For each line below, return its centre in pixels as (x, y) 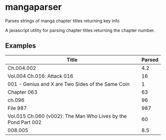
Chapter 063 (22, 92)
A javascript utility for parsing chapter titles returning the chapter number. (80, 30)
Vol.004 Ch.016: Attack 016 (41, 76)
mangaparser (33, 7)
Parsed (150, 60)
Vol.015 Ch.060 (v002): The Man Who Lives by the (67, 116)
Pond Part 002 (25, 122)
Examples (21, 46)
